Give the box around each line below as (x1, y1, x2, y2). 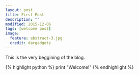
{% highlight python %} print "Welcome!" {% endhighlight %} (5, 64, 134, 70)
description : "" (5, 17, 40, 22)
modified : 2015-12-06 (5, 21, 51, 27)
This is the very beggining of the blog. (5, 54, 85, 60)
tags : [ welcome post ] (5, 26, 51, 31)
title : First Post (5, 12, 44, 17)
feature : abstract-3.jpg (10, 36, 63, 41)
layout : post (5, 7, 33, 13)
